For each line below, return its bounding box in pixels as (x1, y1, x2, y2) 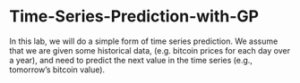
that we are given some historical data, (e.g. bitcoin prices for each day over (9, 45, 291, 55)
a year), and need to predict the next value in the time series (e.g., (9, 54, 253, 65)
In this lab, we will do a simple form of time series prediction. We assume (9, 36, 279, 46)
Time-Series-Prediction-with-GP (9, 6, 260, 27)
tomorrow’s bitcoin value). (9, 64, 106, 75)
